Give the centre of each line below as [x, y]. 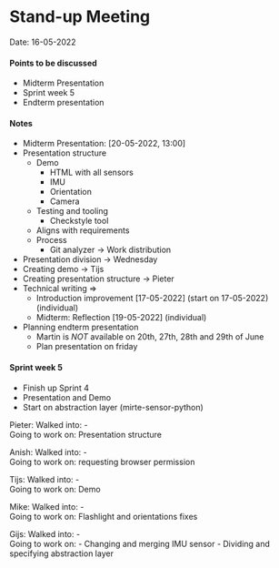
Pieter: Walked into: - [49, 424]
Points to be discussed [53, 63]
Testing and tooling [72, 211]
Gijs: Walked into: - [45, 533]
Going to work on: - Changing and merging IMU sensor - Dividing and [139, 543]
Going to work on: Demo [55, 489]
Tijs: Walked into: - [45, 479]
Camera [65, 201]
